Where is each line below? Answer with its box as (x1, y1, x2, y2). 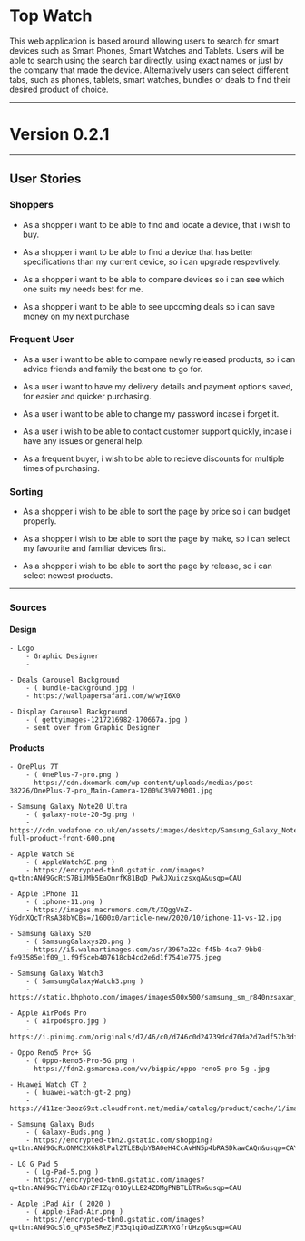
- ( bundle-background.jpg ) (25, 684, 136, 693)
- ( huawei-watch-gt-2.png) (25, 1088, 132, 1098)
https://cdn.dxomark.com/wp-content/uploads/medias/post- (33, 778, 258, 788)
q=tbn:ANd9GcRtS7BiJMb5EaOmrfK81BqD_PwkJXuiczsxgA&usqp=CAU (9, 873, 242, 883)
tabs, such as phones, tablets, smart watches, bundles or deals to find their (9, 74, 291, 84)
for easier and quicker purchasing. (22, 390, 152, 401)
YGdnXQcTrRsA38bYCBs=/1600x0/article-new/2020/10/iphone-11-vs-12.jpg (9, 913, 282, 922)
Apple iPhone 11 (17, 890, 79, 899)
